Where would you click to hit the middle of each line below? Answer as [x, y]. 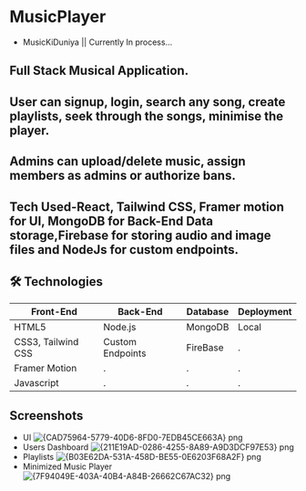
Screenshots [46, 416]
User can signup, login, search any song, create [148, 102]
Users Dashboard [56, 447]
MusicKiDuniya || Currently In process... [97, 42]
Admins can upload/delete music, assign [127, 162]
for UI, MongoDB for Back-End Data [112, 221]
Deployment [265, 312]
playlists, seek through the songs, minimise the [147, 116]
